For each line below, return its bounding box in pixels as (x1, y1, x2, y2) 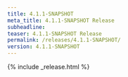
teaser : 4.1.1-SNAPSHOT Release (7, 30, 102, 37)
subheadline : (7, 23, 46, 30)
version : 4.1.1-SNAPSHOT (7, 43, 80, 50)
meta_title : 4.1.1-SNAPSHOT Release (7, 17, 115, 24)
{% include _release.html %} (7, 63, 90, 71)
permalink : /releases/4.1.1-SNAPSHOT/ (7, 37, 121, 44)
